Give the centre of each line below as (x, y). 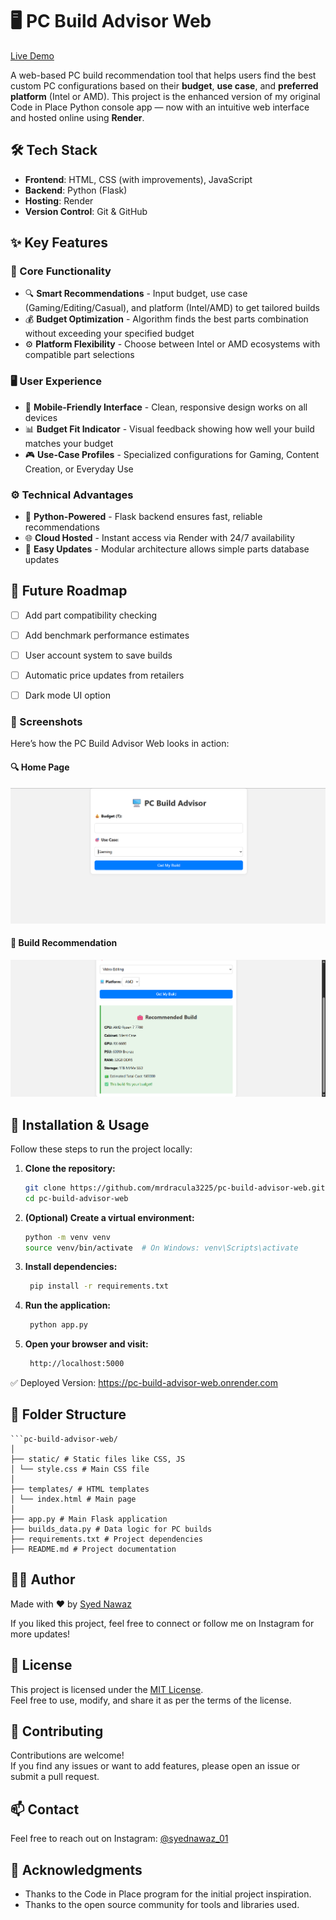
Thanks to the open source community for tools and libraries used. (162, 1904)
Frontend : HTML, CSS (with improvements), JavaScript (138, 179)
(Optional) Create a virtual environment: (109, 1217)
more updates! (40, 1634)
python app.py (59, 1325)
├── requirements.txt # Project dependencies (106, 1539)
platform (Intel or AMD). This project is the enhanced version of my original (165, 96)
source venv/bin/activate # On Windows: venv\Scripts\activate (161, 1248)
